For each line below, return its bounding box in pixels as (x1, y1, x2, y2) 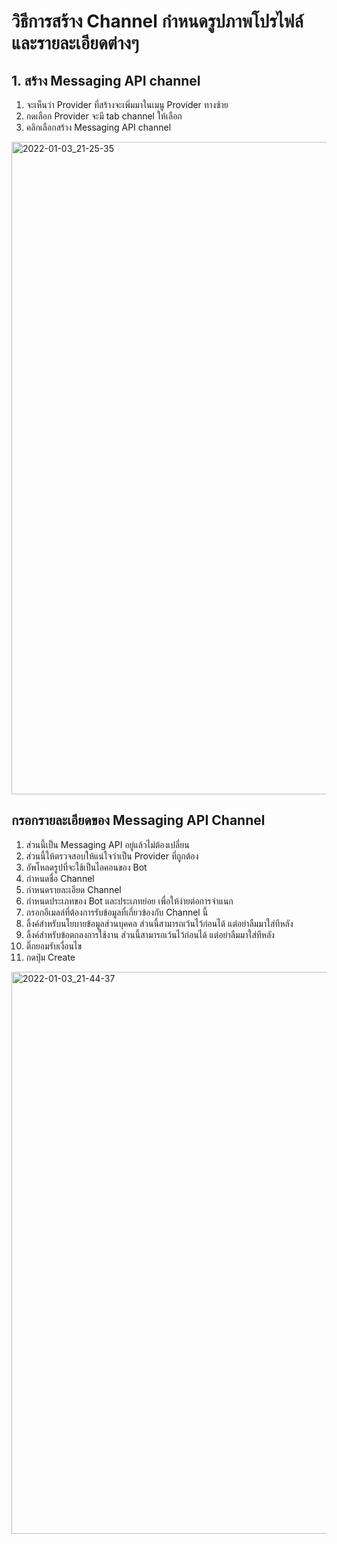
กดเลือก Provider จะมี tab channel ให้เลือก (25, 110, 183, 122)
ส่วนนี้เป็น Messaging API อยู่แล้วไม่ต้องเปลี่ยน (25, 838, 190, 850)
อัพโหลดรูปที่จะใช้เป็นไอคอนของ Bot (25, 861, 148, 873)
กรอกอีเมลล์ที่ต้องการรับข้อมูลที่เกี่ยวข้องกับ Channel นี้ (25, 906, 209, 918)
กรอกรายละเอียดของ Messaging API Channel (11, 812, 266, 829)
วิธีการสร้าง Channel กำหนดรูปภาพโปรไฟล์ (11, 10, 304, 33)
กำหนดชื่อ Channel (25, 872, 95, 884)
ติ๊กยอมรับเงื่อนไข (25, 940, 83, 952)
